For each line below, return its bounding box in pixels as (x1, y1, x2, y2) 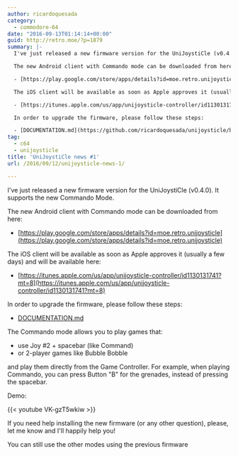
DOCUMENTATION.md (17, 313, 84, 322)
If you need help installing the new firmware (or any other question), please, (7, 418, 229, 427)
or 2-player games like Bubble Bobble (17, 349, 128, 357)
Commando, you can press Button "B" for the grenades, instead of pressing (7, 370, 229, 379)
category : (7, 17, 37, 24)
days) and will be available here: (7, 257, 101, 266)
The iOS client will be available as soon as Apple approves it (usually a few (7, 249, 225, 258)
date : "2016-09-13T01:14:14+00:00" (7, 30, 113, 38)
